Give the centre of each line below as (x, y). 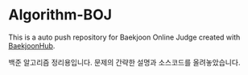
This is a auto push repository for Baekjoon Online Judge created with (124, 37)
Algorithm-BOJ (60, 15)
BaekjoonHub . (32, 45)
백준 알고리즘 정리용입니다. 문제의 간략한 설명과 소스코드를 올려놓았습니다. (124, 62)
